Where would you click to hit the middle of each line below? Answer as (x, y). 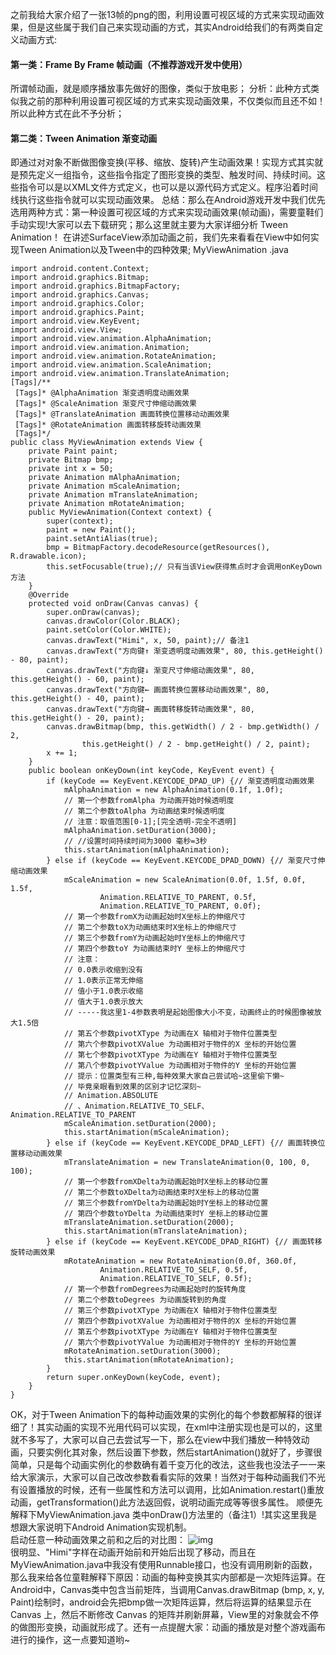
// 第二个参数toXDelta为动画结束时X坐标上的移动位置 (161, 1193)
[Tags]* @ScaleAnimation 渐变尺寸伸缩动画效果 (105, 404)
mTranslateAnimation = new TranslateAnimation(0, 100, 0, (187, 1163)
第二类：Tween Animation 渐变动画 (84, 138)
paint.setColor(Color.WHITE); (109, 630)
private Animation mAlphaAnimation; (105, 478)
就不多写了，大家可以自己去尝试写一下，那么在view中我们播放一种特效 (156, 1440)
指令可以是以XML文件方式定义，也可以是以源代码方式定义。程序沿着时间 (168, 187)
